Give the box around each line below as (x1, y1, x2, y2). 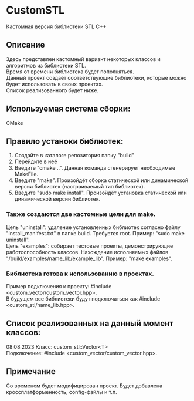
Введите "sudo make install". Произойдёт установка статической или (14, 189, 187, 197)
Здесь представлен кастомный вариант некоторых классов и (6, 55, 161, 62)
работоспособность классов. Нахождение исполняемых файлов (6, 248, 169, 255)
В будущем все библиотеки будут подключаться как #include (6, 295, 161, 302)
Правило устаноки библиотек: (6, 136, 124, 146)
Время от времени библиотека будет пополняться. (6, 68, 134, 75)
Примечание (6, 366, 56, 376)
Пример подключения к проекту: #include (6, 282, 112, 289)
